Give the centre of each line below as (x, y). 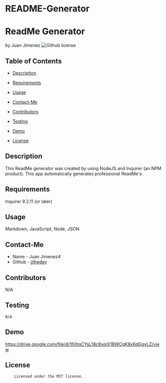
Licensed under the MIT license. (49, 377)
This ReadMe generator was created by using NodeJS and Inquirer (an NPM (83, 168)
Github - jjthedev (30, 262)
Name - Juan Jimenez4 (37, 257)
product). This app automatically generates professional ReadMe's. (74, 174)
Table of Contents (34, 61)
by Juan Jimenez (23, 45)
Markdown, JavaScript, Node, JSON (42, 229)
